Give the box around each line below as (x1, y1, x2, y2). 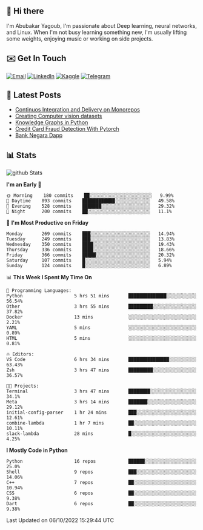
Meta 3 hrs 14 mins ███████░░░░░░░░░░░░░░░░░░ (6, 399, 197, 405)
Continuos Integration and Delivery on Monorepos (15, 106, 141, 113)
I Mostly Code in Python (6, 446, 68, 454)
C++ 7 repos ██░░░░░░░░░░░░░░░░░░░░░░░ (6, 480, 197, 486)
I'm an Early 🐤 (6, 181, 42, 188)
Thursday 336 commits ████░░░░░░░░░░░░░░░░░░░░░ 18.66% (6, 247, 175, 253)
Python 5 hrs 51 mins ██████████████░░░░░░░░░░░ (6, 293, 197, 299)
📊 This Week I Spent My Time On (6, 274, 92, 281)
